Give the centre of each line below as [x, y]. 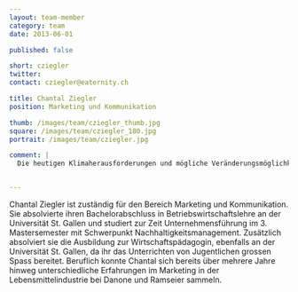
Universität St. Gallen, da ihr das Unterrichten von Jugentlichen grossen [141, 251]
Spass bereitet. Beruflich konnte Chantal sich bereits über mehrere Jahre [142, 261]
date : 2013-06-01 [41, 34]
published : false [41, 50]
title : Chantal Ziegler [53, 99]
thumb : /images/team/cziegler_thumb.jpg [85, 122]
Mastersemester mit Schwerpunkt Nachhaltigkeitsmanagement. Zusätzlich [145, 233]
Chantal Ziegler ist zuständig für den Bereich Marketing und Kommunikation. [149, 204]
